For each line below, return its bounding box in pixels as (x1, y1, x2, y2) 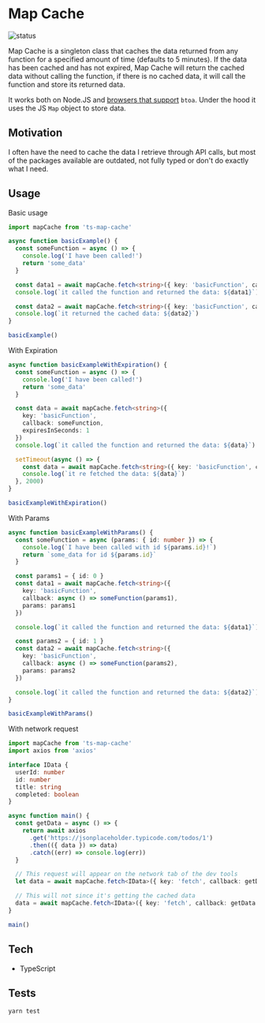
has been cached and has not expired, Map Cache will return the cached (8, 62, 244, 72)
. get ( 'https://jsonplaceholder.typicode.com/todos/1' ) (28, 834, 214, 841)
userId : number (15, 768, 65, 776)
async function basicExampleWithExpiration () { (8, 361, 168, 369)
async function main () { (8, 812, 90, 820)
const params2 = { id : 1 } (15, 637, 104, 646)
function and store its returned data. (8, 80, 125, 89)
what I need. (8, 163, 49, 174)
